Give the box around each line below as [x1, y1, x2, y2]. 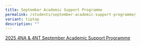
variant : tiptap [5, 16, 39, 21]
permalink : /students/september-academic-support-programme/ [5, 12, 136, 17]
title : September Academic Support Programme [5, 7, 102, 12]
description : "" [5, 21, 39, 26]
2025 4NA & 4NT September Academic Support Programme [5, 35, 130, 41]
